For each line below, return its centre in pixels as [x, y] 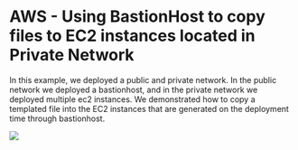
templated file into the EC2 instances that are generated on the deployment [149, 108]
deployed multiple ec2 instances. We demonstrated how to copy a [132, 99]
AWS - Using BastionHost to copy [137, 17]
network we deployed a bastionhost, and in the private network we [134, 89]
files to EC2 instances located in [132, 36]
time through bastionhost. [57, 118]
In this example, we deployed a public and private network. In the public [143, 80]
